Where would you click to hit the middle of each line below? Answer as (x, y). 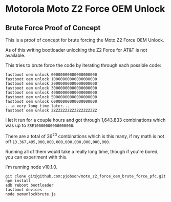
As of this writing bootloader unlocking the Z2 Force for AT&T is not (76, 50)
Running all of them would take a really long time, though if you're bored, (82, 151)
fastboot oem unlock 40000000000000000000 (51, 93)
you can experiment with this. (36, 157)
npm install (18, 181)
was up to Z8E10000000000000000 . (40, 125)
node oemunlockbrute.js (31, 194)
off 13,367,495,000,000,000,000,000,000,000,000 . (58, 142)
